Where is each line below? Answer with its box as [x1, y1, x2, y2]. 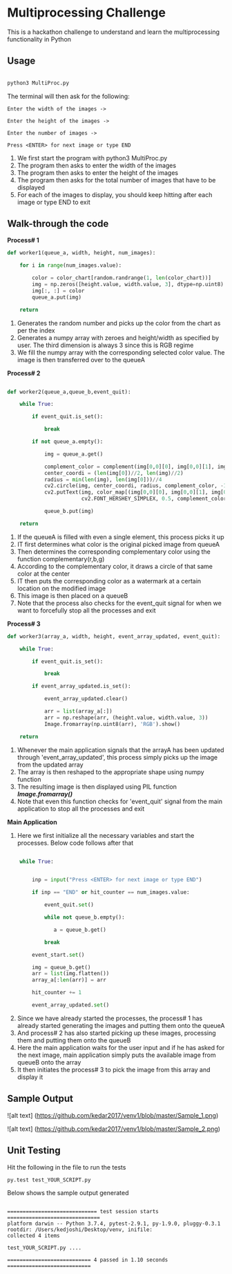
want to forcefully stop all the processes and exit [17, 606, 156, 615]
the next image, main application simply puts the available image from [17, 1051, 216, 1059]
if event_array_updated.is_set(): [32, 683, 131, 690]
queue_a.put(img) [32, 294, 81, 301]
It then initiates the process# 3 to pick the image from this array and [17, 1065, 211, 1074]
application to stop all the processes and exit [17, 804, 145, 813]
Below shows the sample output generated [7, 1189, 129, 1197]
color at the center [17, 569, 70, 578]
